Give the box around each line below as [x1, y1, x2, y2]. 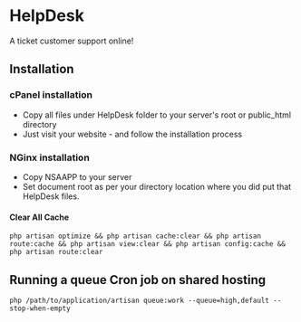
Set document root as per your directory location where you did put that [22, 181, 292, 192]
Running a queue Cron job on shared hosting [9, 272, 266, 288]
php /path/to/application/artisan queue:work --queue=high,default [9, 296, 270, 305]
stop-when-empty [9, 304, 71, 313]
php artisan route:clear [9, 248, 103, 257]
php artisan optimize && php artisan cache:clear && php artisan [9, 232, 261, 241]
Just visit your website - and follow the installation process [22, 128, 243, 139]
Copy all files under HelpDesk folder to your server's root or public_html [22, 109, 292, 120]
